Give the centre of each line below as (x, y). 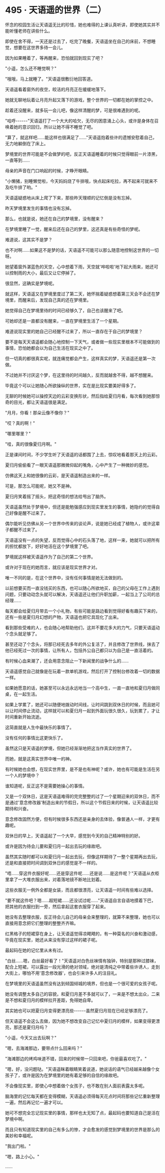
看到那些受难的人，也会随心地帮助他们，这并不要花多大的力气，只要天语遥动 (82, 627)
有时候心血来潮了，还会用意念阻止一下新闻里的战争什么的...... (67, 661)
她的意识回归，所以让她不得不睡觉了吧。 (55, 127)
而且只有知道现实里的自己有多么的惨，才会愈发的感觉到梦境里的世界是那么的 (82, 1129)
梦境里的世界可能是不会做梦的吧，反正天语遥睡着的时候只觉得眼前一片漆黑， (82, 154)
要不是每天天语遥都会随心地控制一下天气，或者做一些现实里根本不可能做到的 (82, 342)
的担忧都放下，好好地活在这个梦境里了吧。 (48, 546)
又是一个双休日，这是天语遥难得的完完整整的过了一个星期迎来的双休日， (78, 796)
